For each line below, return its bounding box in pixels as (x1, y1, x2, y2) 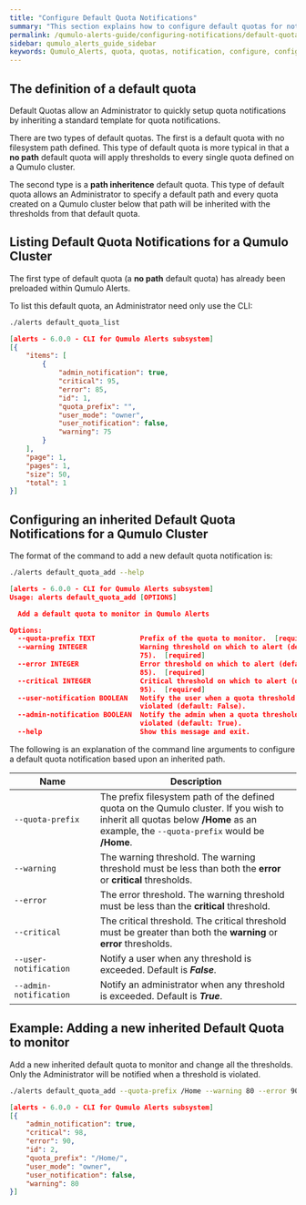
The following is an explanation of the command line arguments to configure (9, 743, 296, 754)
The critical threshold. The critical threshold (99, 914, 287, 927)
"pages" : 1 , (25, 461, 71, 470)
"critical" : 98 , (25, 1128, 88, 1138)
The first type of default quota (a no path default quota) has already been (9, 272, 286, 283)
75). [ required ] (139, 651, 206, 660)
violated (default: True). (139, 719, 243, 729)
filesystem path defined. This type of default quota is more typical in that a (9, 142, 290, 153)
